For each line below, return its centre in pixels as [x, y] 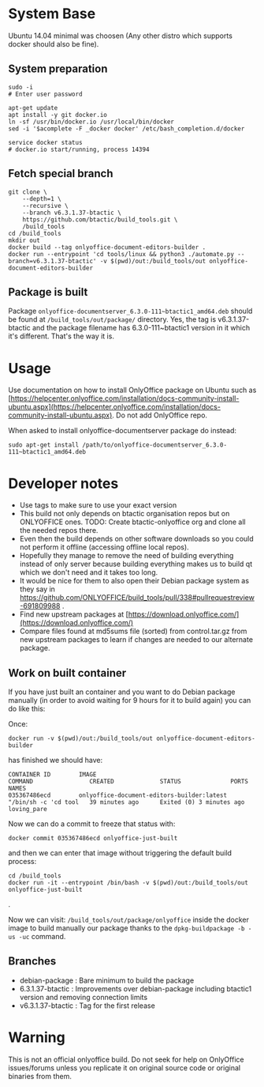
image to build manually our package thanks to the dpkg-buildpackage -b [126, 928]
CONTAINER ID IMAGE [52, 775]
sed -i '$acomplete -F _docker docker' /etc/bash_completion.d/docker [126, 128]
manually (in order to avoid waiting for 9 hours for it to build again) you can [130, 700]
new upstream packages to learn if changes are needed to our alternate [136, 640]
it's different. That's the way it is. [61, 336]
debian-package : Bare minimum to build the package [107, 980]
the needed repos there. [59, 530]
